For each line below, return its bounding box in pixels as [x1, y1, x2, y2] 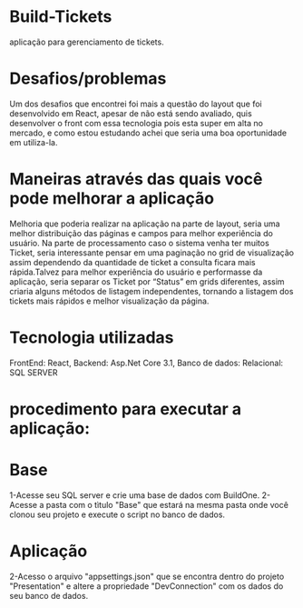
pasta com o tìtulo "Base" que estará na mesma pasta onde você [45, 499, 288, 510]
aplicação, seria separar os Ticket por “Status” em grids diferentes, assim [9, 275, 285, 287]
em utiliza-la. [9, 136, 58, 147]
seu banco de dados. [9, 590, 89, 601]
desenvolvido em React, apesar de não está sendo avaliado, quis [9, 107, 252, 119]
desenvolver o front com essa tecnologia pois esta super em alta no [9, 117, 263, 128]
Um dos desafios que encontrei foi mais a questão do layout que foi [9, 98, 262, 109]
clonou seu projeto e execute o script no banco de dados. [9, 509, 225, 520]
